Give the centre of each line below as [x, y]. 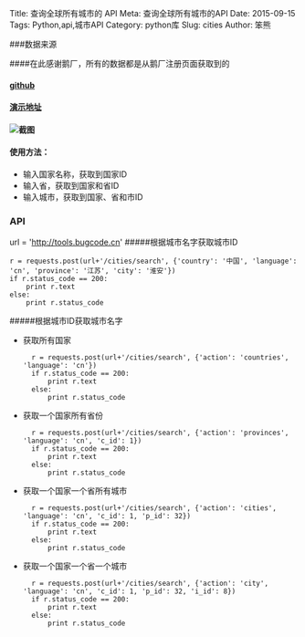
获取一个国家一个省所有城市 [75, 491]
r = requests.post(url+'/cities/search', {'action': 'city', [150, 584]
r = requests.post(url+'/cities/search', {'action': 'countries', [160, 358]
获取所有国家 [47, 340]
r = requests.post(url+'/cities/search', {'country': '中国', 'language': [153, 261]
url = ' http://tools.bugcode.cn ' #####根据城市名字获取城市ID [124, 242]
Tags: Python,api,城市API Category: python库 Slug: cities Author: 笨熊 [140, 25]
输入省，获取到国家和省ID [71, 185]
